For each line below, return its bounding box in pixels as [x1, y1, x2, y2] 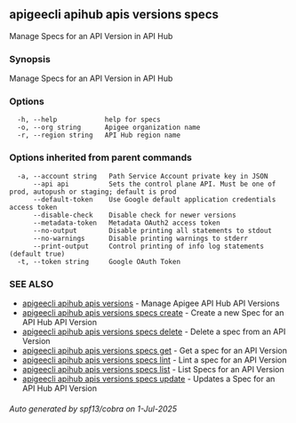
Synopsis [9, 52, 51, 65]
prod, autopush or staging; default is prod [9, 187, 177, 196]
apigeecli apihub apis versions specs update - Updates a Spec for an [21, 373, 276, 384]
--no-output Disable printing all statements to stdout [32, 226, 273, 235]
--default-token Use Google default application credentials [32, 195, 276, 204]
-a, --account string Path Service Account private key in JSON [17, 172, 268, 180]
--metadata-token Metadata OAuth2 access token [32, 218, 220, 227]
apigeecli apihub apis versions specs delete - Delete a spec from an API [21, 326, 286, 337]
